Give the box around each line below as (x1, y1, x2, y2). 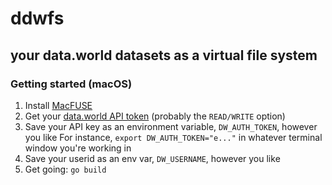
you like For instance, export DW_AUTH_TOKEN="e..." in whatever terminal (24, 131, 323, 143)
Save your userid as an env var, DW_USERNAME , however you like (24, 152, 281, 164)
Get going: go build (24, 163, 107, 175)
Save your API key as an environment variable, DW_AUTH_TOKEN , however (24, 120, 318, 132)
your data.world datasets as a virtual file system (10, 47, 318, 64)
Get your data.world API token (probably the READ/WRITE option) (24, 110, 286, 122)
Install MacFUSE (24, 99, 93, 111)
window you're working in (24, 142, 132, 154)
